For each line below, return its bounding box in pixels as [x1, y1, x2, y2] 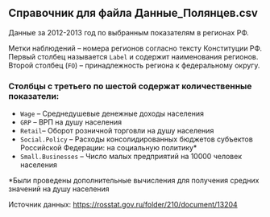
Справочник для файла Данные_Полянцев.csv [8, 6, 258, 20]
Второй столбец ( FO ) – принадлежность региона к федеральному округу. [8, 60, 260, 70]
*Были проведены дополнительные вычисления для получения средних [8, 176, 260, 186]
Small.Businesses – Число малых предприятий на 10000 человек [19, 152, 243, 162]
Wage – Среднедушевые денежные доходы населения [19, 108, 204, 119]
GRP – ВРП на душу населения [19, 117, 123, 127]
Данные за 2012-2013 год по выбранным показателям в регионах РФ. [8, 27, 250, 37]
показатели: [8, 90, 60, 101]
